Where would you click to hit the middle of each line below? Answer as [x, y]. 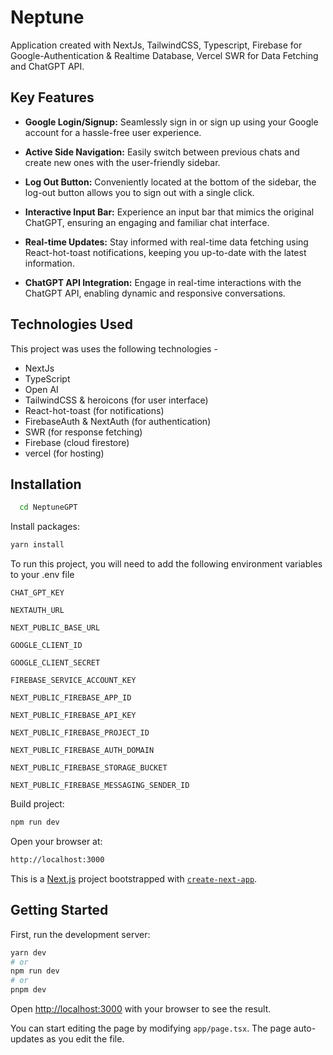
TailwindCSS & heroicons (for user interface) [116, 400]
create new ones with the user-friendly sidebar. [122, 162]
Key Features [52, 97]
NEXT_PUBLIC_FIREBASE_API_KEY [73, 716]
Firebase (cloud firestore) [77, 442]
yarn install [37, 545]
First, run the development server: [80, 934]
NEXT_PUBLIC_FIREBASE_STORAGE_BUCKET [89, 768]
